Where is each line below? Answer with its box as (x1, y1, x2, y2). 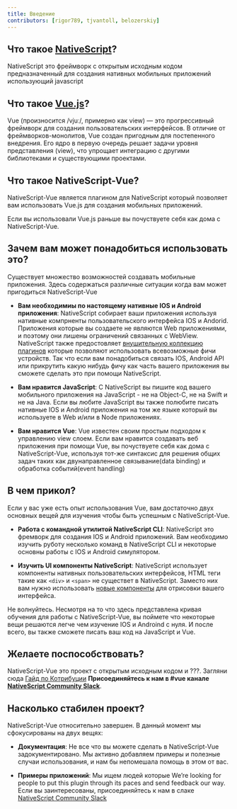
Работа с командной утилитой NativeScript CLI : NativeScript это (17, 525, 214, 533)
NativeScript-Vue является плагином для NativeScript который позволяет (7, 193, 228, 202)
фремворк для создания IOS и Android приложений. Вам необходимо (17, 532, 229, 541)
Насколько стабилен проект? (7, 702, 145, 714)
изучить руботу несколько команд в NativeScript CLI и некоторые (17, 540, 217, 548)
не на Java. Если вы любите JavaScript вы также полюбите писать (17, 397, 219, 406)
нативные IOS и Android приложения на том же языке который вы (17, 405, 218, 414)
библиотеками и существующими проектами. (7, 154, 146, 163)
